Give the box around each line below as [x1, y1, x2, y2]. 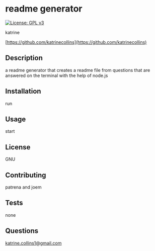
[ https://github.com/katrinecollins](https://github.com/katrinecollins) [5, 39, 147, 45]
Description [5, 54, 43, 62]
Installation [5, 87, 41, 96]
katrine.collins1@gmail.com [5, 240, 62, 246]
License [5, 143, 31, 151]
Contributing [5, 171, 46, 179]
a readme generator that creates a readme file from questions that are [5, 67, 150, 73]
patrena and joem [5, 184, 42, 190]
